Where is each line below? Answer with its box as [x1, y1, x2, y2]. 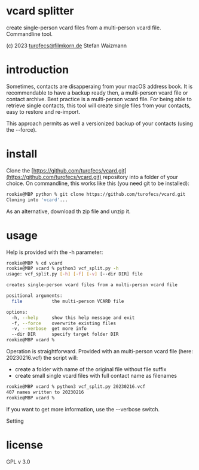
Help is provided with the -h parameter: [6, 248, 103, 256]
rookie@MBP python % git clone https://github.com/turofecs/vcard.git [6, 191, 186, 197]
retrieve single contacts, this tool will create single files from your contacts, [6, 102, 191, 109]
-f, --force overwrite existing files [11, 320, 117, 326]
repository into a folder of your [102, 173, 178, 180]
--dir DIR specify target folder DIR [11, 331, 119, 338]
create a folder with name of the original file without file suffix [14, 366, 167, 372]
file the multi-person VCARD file [11, 298, 124, 304]
